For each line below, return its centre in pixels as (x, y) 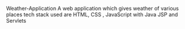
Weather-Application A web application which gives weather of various (92, 8)
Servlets (16, 21)
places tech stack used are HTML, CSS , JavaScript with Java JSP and (92, 14)
